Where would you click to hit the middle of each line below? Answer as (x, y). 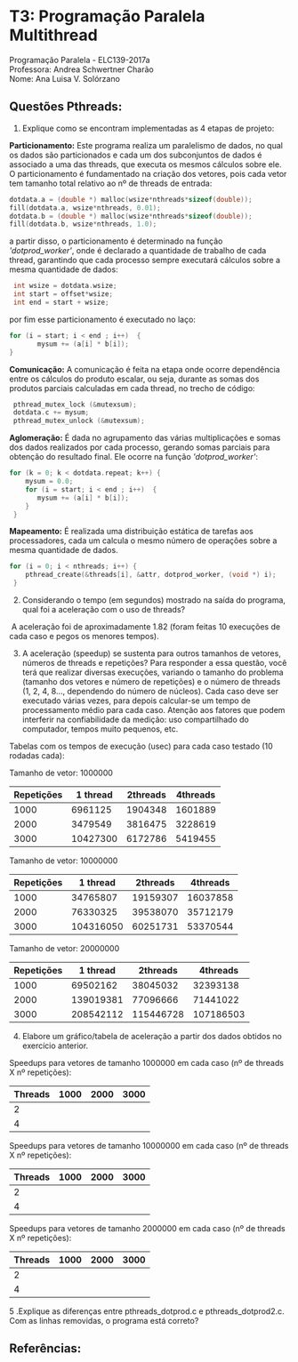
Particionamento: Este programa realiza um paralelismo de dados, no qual (146, 145)
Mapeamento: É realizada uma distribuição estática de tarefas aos (131, 532)
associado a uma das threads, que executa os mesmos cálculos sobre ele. (145, 164)
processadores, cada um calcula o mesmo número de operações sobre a (143, 541)
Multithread (53, 35)
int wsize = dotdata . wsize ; (65, 286)
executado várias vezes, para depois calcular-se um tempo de (136, 701)
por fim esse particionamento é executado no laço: (102, 319)
